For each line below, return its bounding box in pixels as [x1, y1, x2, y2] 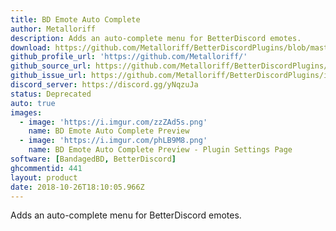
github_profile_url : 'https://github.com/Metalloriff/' [10, 52, 248, 62]
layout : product [10, 172, 78, 183]
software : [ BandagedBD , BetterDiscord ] [10, 154, 177, 164]
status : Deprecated [10, 89, 92, 99]
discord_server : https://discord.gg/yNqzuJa [10, 80, 199, 90]
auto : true [10, 98, 56, 108]
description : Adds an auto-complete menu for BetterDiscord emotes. [10, 33, 302, 43]
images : [10, 107, 43, 118]
